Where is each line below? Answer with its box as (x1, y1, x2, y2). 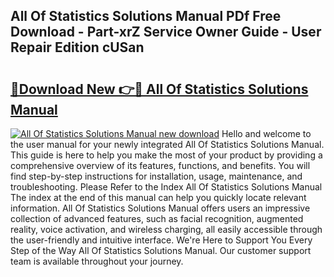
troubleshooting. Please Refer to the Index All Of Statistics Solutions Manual (10, 181, 323, 193)
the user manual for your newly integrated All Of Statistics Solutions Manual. (10, 139, 325, 150)
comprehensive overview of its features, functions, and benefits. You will (10, 160, 311, 171)
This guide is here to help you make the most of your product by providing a (10, 149, 323, 161)
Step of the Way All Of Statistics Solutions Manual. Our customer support (10, 245, 312, 256)
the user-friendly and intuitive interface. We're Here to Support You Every (10, 234, 313, 246)
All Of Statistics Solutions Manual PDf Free (10, 8, 282, 25)
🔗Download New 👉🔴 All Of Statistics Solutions (10, 80, 309, 98)
